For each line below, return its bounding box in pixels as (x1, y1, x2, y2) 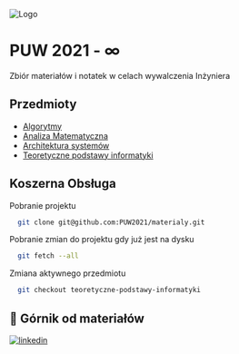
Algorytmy (22, 121, 62, 132)
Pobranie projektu (9, 200, 76, 211)
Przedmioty (9, 96, 77, 113)
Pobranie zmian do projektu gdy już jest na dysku (9, 234, 194, 245)
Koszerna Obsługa (9, 176, 116, 192)
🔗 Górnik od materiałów (9, 310, 145, 326)
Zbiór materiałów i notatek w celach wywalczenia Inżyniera (9, 70, 231, 81)
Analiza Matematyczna (22, 130, 109, 141)
